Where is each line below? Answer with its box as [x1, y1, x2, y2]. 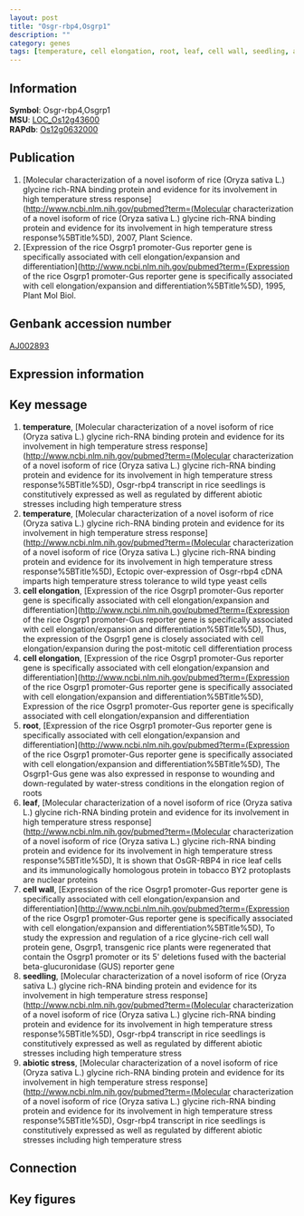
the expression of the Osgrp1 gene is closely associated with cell [22, 633, 264, 644]
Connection [9, 1161, 77, 1176]
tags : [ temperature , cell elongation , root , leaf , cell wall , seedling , [9, 47, 290, 56]
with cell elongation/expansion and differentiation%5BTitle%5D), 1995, [22, 280, 286, 291]
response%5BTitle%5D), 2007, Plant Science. [22, 232, 193, 243]
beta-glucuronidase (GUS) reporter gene [22, 960, 175, 971]
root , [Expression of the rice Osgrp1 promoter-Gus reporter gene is [22, 720, 273, 731]
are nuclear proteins [22, 874, 98, 885]
